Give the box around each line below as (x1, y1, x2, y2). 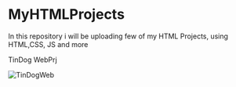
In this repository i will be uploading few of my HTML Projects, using (8, 31, 229, 41)
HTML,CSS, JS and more (8, 39, 89, 49)
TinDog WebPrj (8, 55, 57, 64)
